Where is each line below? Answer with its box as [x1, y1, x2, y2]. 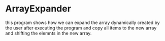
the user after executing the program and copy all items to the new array [5, 24, 157, 30]
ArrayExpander [5, 3, 71, 14]
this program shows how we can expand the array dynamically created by [5, 19, 160, 25]
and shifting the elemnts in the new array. [5, 30, 92, 36]
